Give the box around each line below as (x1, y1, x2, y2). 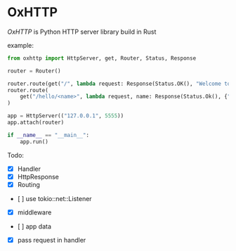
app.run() (20, 138, 49, 145)
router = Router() (7, 67, 61, 75)
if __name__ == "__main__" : (7, 131, 90, 139)
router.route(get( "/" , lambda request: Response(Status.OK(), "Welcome (7, 80, 221, 87)
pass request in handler (17, 236, 86, 244)
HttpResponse (17, 172, 60, 181)
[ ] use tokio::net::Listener (17, 194, 93, 202)
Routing (17, 180, 41, 188)
